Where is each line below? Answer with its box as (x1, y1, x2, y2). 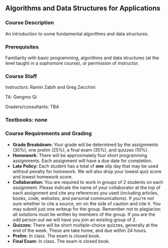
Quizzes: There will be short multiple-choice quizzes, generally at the (12, 222, 158, 228)
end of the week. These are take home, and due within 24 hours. (12, 227, 147, 233)
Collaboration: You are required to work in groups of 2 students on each (12, 179, 163, 185)
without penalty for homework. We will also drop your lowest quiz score (12, 168, 162, 174)
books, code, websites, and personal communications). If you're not (12, 195, 154, 201)
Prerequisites (5, 43, 39, 50)
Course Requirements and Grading (5, 130, 92, 137)
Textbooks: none (5, 116, 48, 123)
